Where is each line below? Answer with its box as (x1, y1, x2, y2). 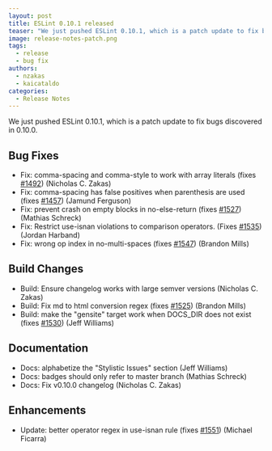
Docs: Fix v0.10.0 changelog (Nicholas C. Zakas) (19, 380, 182, 390)
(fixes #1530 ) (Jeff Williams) (19, 318, 115, 327)
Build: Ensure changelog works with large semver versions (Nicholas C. (19, 284, 259, 293)
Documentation (8, 341, 89, 356)
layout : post (8, 11, 53, 20)
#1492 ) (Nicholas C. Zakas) (19, 179, 112, 188)
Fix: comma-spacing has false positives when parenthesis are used (19, 188, 245, 197)
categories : (8, 86, 49, 95)
